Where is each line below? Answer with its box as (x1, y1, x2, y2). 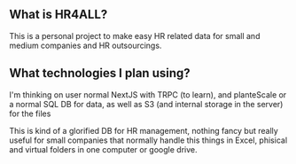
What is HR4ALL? (9, 7, 108, 22)
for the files (9, 108, 51, 119)
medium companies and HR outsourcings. (9, 40, 162, 51)
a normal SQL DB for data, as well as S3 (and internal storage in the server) (9, 98, 284, 109)
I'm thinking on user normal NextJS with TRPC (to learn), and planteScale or (9, 89, 287, 100)
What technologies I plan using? (9, 66, 191, 81)
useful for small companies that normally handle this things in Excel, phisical (9, 135, 288, 145)
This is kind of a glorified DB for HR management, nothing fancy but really (9, 125, 279, 136)
